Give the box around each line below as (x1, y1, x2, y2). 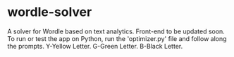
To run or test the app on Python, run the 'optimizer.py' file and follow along (7, 34, 227, 42)
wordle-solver (7, 4, 92, 20)
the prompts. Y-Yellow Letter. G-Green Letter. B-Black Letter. (7, 42, 183, 50)
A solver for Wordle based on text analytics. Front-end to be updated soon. (7, 27, 226, 35)
